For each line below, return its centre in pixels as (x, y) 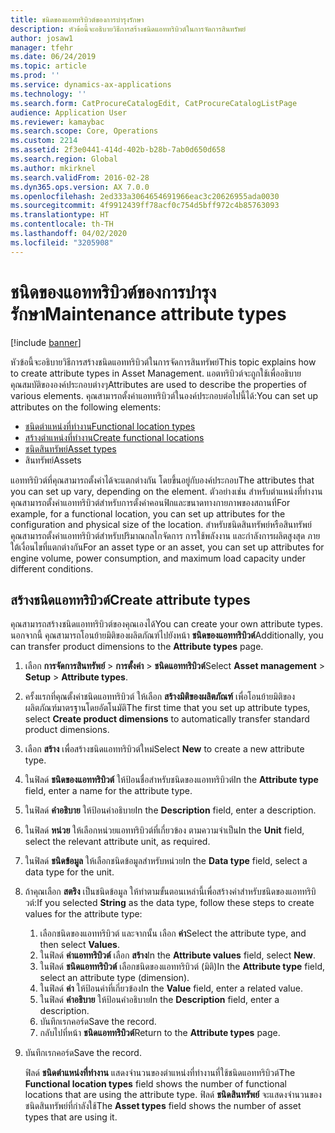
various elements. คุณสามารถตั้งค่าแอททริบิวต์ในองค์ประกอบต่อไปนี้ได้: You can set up (164, 395)
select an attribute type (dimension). (114, 978)
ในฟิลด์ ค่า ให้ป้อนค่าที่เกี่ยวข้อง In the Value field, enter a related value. (171, 988)
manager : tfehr (42, 47)
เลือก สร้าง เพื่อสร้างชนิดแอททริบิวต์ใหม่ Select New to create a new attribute (164, 749)
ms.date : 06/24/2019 (53, 57)
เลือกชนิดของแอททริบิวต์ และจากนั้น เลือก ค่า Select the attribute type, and (173, 933)
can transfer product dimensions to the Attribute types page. (137, 647)
